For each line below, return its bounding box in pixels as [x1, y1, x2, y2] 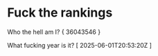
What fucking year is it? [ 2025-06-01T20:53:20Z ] [7, 41, 152, 49]
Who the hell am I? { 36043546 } [7, 28, 101, 36]
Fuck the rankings [7, 5, 113, 21]
